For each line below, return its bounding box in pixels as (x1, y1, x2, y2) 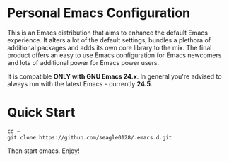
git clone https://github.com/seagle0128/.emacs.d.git (7, 134, 172, 141)
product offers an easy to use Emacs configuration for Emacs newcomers (7, 51, 222, 59)
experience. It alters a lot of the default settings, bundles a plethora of (7, 35, 211, 44)
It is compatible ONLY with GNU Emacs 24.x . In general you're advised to (7, 72, 222, 81)
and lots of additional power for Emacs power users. (7, 58, 160, 66)
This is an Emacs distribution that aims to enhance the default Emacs (7, 28, 209, 37)
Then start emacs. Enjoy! (7, 146, 80, 155)
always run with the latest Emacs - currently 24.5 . (7, 79, 153, 88)
